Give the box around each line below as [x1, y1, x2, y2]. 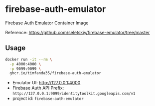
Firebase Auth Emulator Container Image [5, 20, 89, 26]
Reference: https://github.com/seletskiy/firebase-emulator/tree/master [5, 29, 150, 35]
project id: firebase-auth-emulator [12, 96, 84, 102]
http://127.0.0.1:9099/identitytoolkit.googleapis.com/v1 [12, 91, 136, 96]
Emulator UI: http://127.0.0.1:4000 [12, 80, 81, 86]
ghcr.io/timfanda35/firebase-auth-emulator [9, 71, 101, 76]
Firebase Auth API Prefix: [12, 85, 64, 91]
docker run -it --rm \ [5, 57, 52, 62]
